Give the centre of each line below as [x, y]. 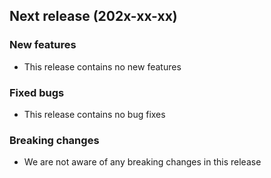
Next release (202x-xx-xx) [93, 16]
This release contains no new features [102, 66]
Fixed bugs [37, 92]
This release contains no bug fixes [94, 114]
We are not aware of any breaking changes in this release [142, 162]
